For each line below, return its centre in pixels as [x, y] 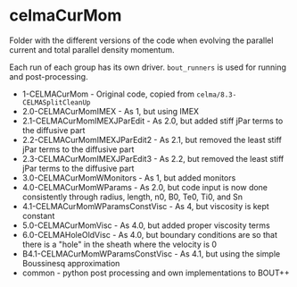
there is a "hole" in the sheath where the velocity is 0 [119, 244]
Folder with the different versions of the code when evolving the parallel [141, 40]
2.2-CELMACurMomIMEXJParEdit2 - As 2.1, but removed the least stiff [152, 139]
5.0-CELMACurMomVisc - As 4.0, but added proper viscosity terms [146, 225]
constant [38, 215]
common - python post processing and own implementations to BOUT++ [156, 273]
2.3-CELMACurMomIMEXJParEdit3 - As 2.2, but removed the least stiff [153, 158]
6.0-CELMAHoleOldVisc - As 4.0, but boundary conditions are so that [150, 234]
